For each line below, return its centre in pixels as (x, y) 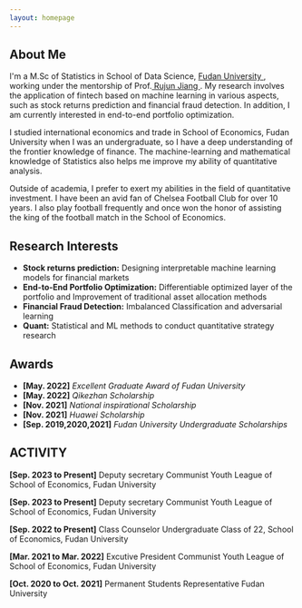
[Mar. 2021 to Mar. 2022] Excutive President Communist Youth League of (147, 556)
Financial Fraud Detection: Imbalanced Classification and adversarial (152, 307)
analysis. (26, 171)
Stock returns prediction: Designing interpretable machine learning (149, 268)
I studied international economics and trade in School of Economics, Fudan (150, 132)
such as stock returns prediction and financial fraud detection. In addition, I (150, 105)
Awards (32, 364)
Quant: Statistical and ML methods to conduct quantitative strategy (148, 326)
